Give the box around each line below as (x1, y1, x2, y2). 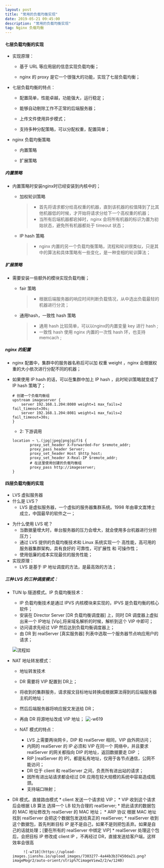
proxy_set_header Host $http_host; (30, 451, 103, 456)
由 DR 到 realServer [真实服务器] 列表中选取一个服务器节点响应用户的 (19, 630, 159, 637)
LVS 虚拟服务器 (12, 492, 43, 498)
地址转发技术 (19, 668, 46, 674)
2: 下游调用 (19, 428, 43, 434)
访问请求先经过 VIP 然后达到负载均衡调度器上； (19, 625, 115, 630)
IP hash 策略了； (12, 383, 46, 389)
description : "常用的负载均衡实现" (5, 21, 71, 26)
